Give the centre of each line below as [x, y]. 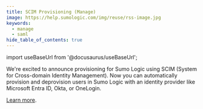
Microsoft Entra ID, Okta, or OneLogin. [54, 88]
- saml [20, 35]
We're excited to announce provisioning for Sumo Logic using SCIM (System [101, 69]
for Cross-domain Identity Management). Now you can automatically [92, 75]
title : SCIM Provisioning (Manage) [51, 12]
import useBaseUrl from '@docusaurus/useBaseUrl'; [72, 57]
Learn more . [22, 100]
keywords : [19, 23]
